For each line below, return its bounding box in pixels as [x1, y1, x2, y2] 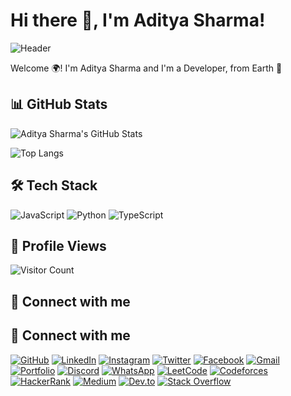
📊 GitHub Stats [10, 96, 108, 113]
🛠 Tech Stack [10, 177, 98, 194]
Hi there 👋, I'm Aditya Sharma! [10, 9, 266, 32]
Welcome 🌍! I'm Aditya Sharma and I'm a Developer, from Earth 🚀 [10, 62, 283, 74]
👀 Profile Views [10, 237, 107, 254]
